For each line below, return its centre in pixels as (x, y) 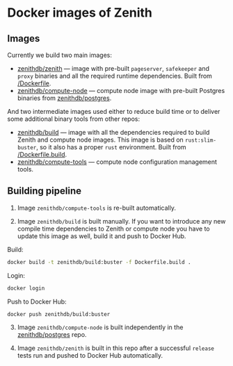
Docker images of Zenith (80, 13)
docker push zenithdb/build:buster (59, 314)
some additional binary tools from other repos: (74, 119)
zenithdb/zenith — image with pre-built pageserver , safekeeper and (113, 68)
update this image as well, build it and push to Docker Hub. (102, 236)
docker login (26, 288)
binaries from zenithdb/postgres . (64, 98)
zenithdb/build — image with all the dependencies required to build (113, 132)
